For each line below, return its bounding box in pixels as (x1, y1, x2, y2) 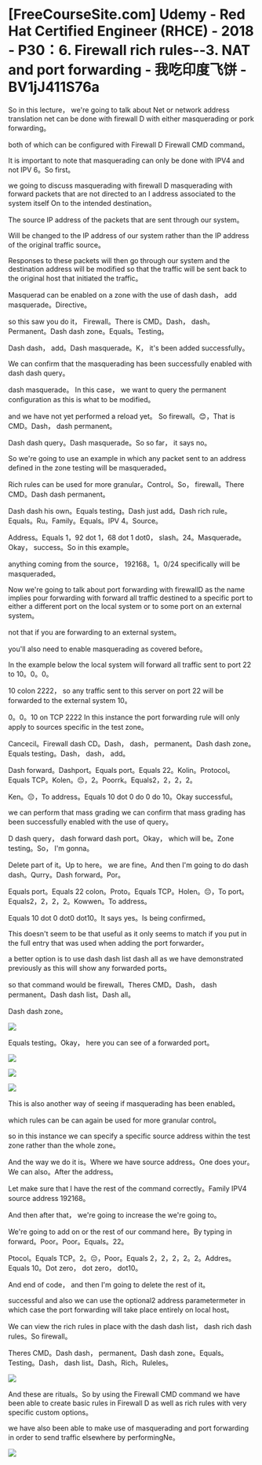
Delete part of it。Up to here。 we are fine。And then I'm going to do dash (8, 860, 249, 870)
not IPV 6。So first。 (8, 165, 75, 174)
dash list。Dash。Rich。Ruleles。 (64, 1357, 173, 1368)
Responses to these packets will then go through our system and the (8, 255, 230, 265)
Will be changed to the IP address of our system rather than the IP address (8, 230, 249, 240)
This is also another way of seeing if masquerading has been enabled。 (8, 1098, 240, 1108)
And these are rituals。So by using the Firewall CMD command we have (8, 1389, 241, 1399)
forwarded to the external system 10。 (8, 695, 132, 705)
